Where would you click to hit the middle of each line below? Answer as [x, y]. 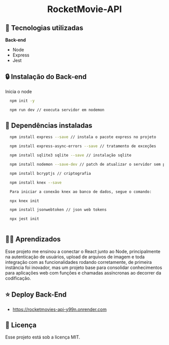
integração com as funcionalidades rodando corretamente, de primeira [78, 262]
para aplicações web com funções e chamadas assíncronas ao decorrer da [83, 272]
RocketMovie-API [84, 9]
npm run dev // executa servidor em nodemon [57, 110]
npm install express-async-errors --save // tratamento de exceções [83, 146]
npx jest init [24, 219]
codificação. [18, 278]
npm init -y [22, 101]
